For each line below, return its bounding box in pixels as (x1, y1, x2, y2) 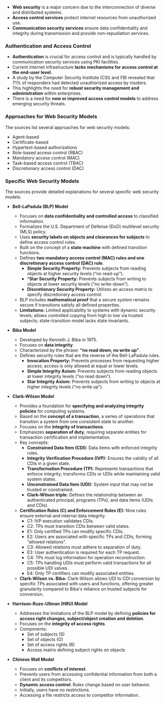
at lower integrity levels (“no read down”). (27, 373, 112, 379)
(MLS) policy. (19, 228, 47, 234)
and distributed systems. (12, 9, 63, 15)
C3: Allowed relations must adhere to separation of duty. (27, 544, 142, 550)
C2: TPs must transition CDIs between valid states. (27, 523, 130, 529)
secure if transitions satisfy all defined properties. (19, 302, 121, 308)
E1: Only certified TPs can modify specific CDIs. (27, 528, 124, 534)
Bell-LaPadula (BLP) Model (12, 203, 68, 209)
